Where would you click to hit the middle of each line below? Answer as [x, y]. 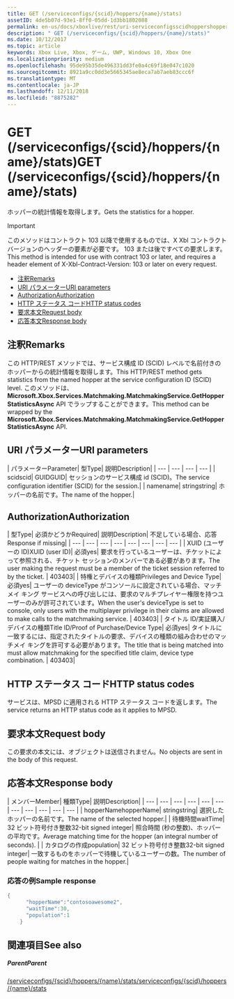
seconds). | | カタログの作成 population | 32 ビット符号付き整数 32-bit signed [116, 845]
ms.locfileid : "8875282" [43, 98]
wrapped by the [30, 411]
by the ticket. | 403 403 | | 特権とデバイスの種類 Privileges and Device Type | [114, 577]
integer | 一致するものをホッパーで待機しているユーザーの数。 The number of [117, 853]
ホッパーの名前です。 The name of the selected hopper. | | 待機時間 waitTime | [116, 818]
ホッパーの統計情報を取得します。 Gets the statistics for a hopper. [101, 212]
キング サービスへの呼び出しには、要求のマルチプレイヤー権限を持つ [119, 594]
